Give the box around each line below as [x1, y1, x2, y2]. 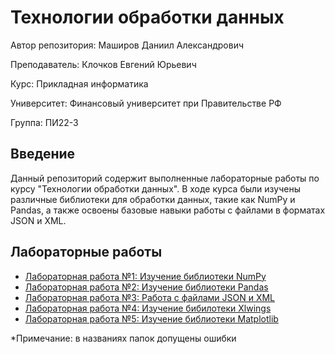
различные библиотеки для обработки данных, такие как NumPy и [10, 193, 296, 205]
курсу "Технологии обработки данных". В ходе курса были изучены [10, 182, 301, 195]
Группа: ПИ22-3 [10, 116, 79, 128]
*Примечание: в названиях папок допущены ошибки [10, 332, 237, 344]
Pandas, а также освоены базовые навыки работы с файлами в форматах [10, 204, 326, 216]
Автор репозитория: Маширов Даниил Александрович [10, 39, 245, 51]
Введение [10, 146, 76, 163]
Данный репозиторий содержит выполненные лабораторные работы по [10, 172, 320, 184]
